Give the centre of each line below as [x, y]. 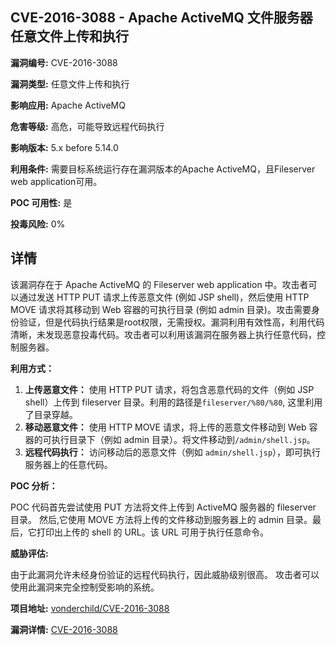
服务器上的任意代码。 [68, 464]
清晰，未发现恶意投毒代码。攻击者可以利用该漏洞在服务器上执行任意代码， [163, 334]
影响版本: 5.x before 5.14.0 [64, 147]
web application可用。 [56, 181]
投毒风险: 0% [38, 224]
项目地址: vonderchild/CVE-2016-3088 [90, 608]
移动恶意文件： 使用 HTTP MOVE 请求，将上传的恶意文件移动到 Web [165, 427]
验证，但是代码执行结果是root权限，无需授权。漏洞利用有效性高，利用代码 [171, 322]
